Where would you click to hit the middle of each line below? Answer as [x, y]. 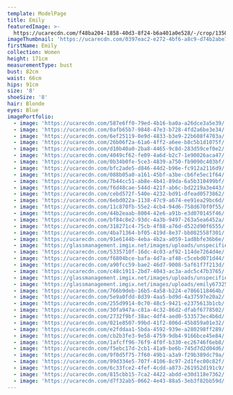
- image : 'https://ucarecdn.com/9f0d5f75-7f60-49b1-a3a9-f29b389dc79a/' [121, 355]
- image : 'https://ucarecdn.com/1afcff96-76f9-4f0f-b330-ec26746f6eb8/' [121, 342]
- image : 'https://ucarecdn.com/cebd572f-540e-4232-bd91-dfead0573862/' [121, 194]
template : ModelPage [37, 14]
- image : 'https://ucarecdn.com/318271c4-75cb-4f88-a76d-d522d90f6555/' [121, 226]
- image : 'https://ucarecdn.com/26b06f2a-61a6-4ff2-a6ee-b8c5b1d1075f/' [121, 143]
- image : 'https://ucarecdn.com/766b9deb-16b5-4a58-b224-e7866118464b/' [121, 291]
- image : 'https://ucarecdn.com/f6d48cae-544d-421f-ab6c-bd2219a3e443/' [121, 188]
